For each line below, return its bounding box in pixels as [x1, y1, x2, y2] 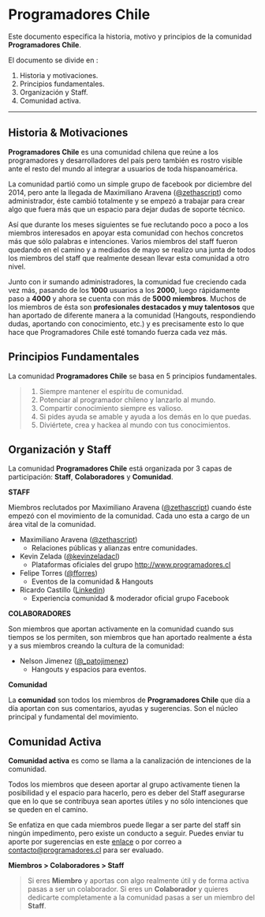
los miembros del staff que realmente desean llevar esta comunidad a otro [8, 253, 250, 262]
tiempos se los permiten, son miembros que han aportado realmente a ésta [8, 633, 252, 642]
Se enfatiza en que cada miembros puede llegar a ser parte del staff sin [8, 820, 241, 830]
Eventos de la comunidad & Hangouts [31, 577, 154, 586]
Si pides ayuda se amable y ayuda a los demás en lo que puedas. [39, 412, 252, 421]
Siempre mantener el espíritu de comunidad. [39, 386, 184, 396]
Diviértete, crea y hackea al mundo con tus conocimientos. [39, 420, 231, 430]
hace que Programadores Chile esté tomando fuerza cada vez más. [8, 327, 228, 336]
